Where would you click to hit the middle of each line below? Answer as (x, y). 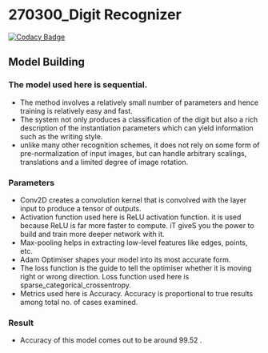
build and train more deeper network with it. (92, 234)
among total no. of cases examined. (79, 302)
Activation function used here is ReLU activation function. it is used (130, 217)
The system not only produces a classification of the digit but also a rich (139, 119)
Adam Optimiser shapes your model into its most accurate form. (125, 259)
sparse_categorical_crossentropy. (76, 285)
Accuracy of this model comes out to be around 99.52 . (111, 340)
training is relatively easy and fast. (76, 110)
